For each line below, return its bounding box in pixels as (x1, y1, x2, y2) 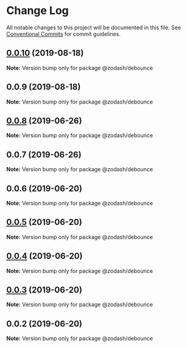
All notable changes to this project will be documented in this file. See (6, 24, 182, 31)
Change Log (6, 4, 69, 18)
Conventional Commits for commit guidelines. (6, 30, 121, 37)
